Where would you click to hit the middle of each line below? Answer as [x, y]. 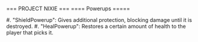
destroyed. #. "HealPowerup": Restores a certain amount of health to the [96, 26]
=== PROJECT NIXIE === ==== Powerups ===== [68, 9]
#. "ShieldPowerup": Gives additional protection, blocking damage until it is [99, 20]
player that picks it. [30, 33]
